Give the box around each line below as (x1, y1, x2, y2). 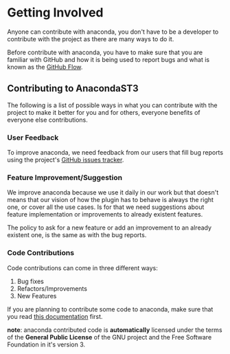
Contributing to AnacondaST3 (7, 82, 139, 94)
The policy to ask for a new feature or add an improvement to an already (7, 223, 211, 232)
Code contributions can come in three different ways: (7, 263, 158, 272)
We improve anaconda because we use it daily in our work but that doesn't (7, 188, 219, 197)
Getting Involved (7, 5, 104, 21)
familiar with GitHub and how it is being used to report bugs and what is (7, 55, 210, 63)
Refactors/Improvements (16, 284, 88, 293)
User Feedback (7, 133, 59, 142)
